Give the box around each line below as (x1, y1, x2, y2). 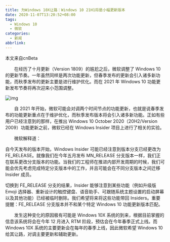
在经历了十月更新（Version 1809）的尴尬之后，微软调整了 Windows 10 (14, 65, 161, 72)
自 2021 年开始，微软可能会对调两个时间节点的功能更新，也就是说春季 (14, 105, 160, 112)
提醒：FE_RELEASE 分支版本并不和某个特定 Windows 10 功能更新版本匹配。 (5, 201, 163, 207)
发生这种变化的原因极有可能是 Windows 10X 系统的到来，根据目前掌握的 (14, 212, 164, 218)
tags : (5, 17, 17, 22)
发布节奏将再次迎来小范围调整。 (9, 85, 76, 91)
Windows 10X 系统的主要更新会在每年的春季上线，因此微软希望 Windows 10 (5, 224, 163, 231)
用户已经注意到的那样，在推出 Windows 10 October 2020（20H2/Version (5, 118, 158, 124)
